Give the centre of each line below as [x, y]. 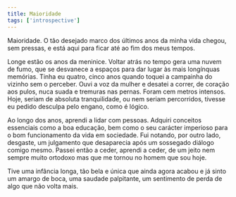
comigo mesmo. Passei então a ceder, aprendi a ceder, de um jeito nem [111, 150]
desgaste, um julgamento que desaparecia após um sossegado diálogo [111, 142]
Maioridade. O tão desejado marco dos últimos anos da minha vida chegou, [117, 40]
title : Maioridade [34, 14]
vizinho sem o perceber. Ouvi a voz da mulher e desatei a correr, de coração [118, 84]
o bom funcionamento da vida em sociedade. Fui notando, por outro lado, [114, 135]
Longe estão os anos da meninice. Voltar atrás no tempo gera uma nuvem [114, 61]
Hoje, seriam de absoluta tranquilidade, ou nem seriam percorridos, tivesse [116, 99]
